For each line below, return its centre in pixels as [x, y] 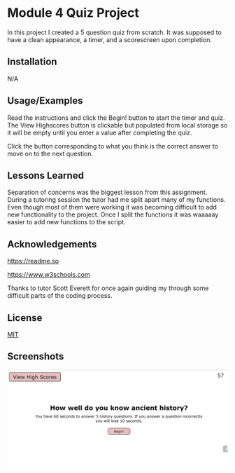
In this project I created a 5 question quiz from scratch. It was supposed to [114, 32]
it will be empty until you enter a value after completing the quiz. [100, 132]
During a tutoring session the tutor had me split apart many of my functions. [116, 200]
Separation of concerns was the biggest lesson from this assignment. [107, 192]
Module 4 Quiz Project [73, 13]
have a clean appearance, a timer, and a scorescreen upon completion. [109, 39]
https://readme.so [33, 261]
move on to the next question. [50, 153]
